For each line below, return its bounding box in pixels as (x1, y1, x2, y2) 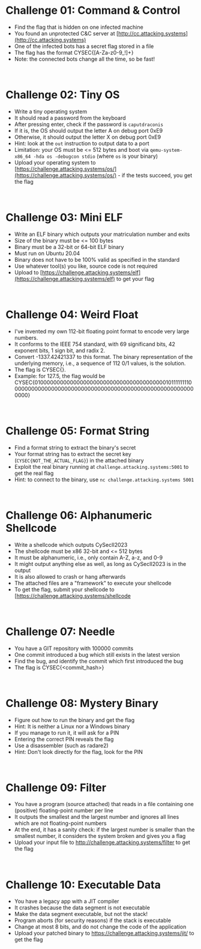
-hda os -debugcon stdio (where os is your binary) (33, 152, 158, 160)
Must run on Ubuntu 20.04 (14, 250, 80, 257)
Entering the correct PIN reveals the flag (14, 735, 114, 743)
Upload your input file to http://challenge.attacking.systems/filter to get (14, 839, 190, 846)
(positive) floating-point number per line (14, 807, 113, 814)
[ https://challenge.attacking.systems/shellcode (14, 592, 131, 599)
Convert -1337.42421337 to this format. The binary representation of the (14, 353, 193, 360)
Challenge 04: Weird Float (5, 308, 139, 321)
